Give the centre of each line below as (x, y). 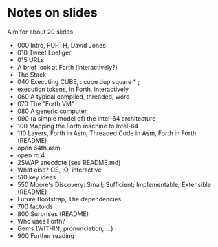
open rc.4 (31, 155)
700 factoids (35, 206)
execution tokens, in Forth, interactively (73, 89)
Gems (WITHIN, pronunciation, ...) (65, 228)
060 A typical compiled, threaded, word (73, 96)
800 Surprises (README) (53, 214)
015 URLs (31, 59)
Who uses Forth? (41, 221)
